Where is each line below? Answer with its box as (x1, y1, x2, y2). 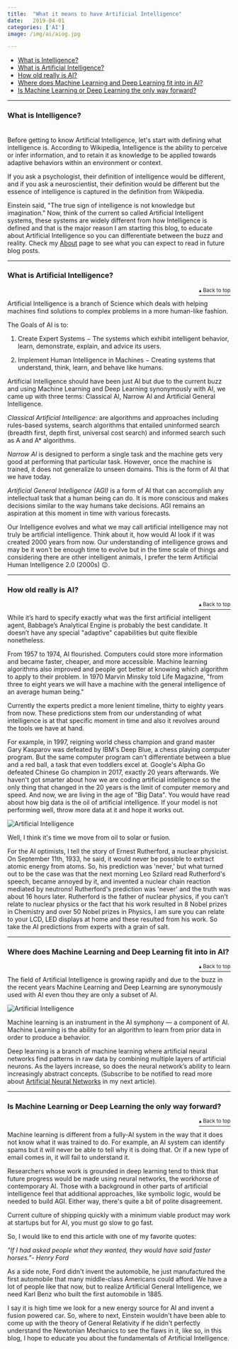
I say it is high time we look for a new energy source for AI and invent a (7, 1304, 215, 1312)
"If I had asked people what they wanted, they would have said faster (7, 1245, 211, 1254)
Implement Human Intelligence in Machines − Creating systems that (17, 355, 216, 364)
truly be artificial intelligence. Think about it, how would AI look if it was (7, 530, 215, 539)
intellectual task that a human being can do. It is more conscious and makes (7, 493, 229, 502)
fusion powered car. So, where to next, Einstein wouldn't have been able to (7, 1311, 226, 1319)
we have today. (7, 472, 52, 480)
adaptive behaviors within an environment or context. (7, 158, 163, 167)
